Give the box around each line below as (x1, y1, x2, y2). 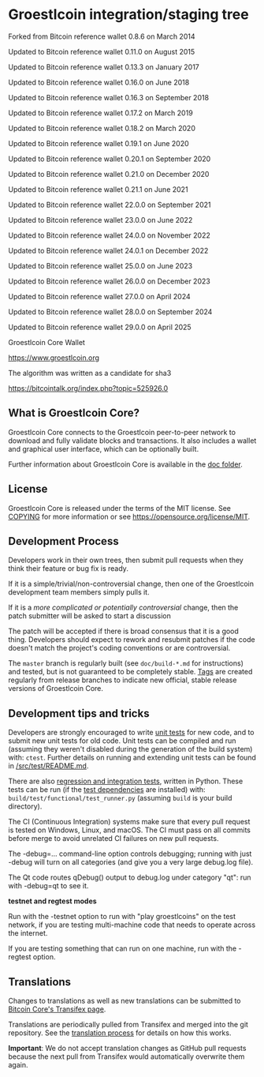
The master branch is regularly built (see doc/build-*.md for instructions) (8, 659, 244, 668)
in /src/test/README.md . (8, 761, 89, 771)
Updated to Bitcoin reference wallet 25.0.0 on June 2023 (8, 261, 193, 270)
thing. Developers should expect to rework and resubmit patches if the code (8, 635, 255, 644)
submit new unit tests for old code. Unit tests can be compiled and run (8, 736, 236, 745)
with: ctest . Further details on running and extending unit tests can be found (8, 752, 256, 763)
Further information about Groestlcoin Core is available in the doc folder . (8, 460, 243, 469)
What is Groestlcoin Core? (8, 407, 140, 420)
